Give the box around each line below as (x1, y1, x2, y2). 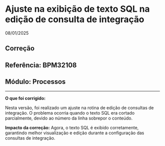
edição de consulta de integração (5, 14, 144, 25)
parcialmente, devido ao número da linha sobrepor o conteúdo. (5, 115, 133, 121)
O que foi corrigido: (5, 95, 46, 101)
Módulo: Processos (5, 77, 66, 86)
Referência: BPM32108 (5, 61, 77, 69)
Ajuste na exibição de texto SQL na (5, 3, 150, 15)
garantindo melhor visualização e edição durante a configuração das (5, 130, 144, 136)
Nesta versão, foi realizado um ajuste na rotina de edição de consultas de (5, 104, 154, 111)
